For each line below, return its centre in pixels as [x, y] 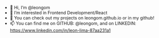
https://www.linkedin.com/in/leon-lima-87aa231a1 [60, 30]
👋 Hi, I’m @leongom [30, 8]
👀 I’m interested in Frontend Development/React [59, 13]
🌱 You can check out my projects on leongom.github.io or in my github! [82, 18]
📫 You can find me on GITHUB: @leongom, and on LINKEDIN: [73, 23]
